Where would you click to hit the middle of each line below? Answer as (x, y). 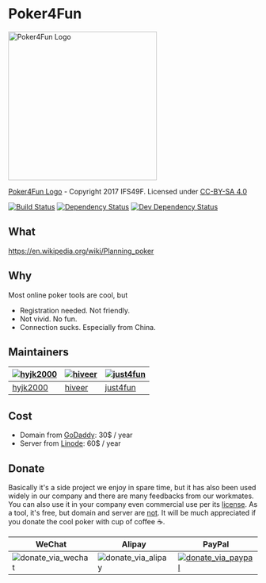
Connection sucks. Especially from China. (87, 327)
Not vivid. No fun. (48, 319)
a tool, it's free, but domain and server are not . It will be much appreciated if (132, 513)
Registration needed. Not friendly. (75, 310)
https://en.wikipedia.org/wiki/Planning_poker (81, 251)
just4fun (120, 388)
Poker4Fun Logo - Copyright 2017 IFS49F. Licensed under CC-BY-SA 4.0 (128, 191)
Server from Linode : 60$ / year (70, 443)
